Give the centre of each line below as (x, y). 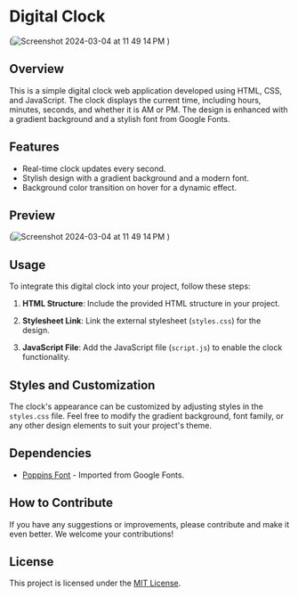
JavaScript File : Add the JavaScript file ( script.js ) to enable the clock (152, 348)
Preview (32, 215)
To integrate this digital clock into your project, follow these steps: (130, 286)
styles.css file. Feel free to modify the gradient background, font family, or (147, 416)
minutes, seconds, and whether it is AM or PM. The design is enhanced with (149, 110)
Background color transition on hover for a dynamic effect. (129, 187)
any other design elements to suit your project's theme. (110, 425)
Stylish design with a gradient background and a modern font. (135, 178)
